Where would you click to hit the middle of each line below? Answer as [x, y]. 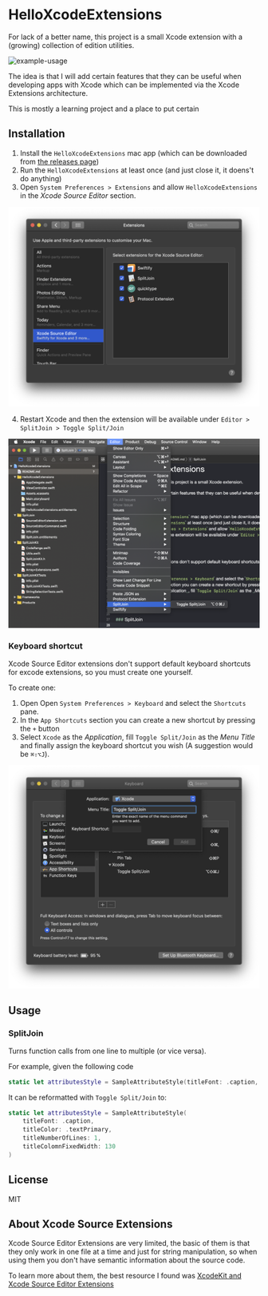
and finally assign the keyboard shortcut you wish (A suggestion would [136, 745]
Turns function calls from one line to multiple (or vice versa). [107, 1051]
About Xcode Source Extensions [91, 1225]
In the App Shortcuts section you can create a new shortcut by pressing [138, 719]
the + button [39, 728]
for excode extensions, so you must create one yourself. [100, 672]
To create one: [32, 688]
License [28, 1180]
